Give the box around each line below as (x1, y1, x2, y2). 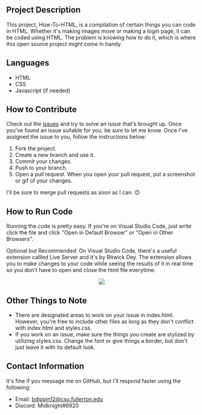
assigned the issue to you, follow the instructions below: (6, 133, 146, 141)
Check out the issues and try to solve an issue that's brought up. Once (6, 121, 182, 128)
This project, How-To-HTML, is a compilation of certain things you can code (6, 21, 196, 28)
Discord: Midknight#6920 (15, 402, 79, 409)
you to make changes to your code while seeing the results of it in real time (6, 260, 194, 267)
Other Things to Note (6, 295, 88, 305)
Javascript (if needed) (15, 87, 71, 94)
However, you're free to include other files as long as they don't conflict (15, 318, 194, 325)
